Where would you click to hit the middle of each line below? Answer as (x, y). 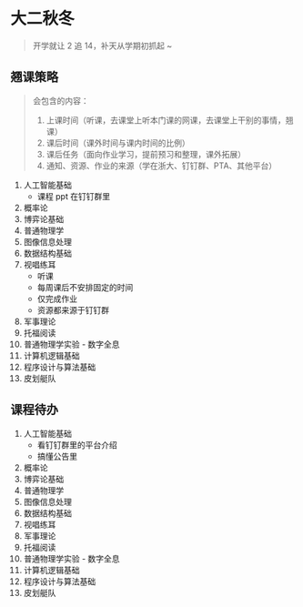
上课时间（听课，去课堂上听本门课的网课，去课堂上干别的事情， (166, 120)
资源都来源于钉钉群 (73, 309)
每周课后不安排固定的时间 (85, 287)
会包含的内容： (61, 100)
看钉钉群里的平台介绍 (77, 445)
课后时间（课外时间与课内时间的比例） (118, 143)
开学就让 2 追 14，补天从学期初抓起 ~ (102, 46)
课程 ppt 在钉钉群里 (74, 196)
